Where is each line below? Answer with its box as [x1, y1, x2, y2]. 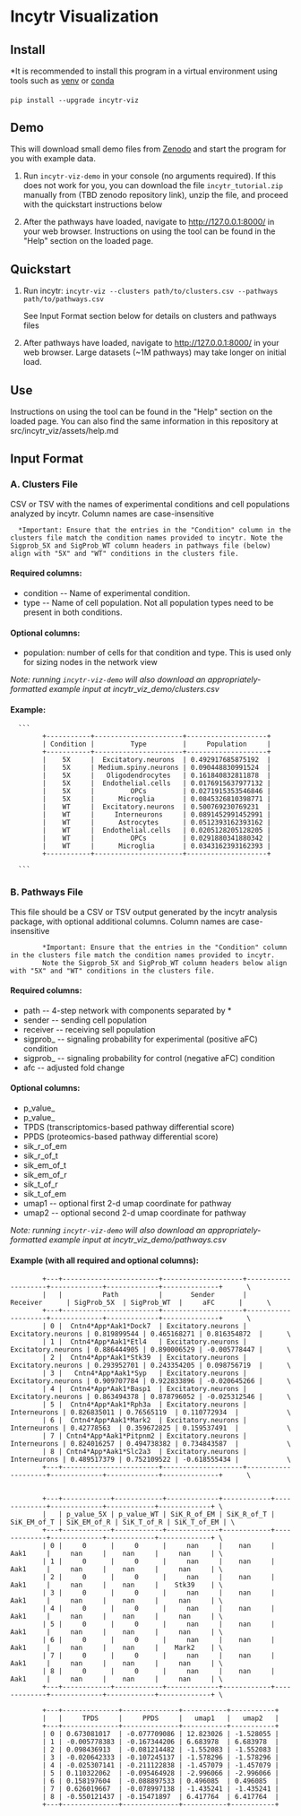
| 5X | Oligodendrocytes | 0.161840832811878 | [42, 771, 271, 781]
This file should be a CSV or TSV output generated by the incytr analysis [10, 906, 278, 917]
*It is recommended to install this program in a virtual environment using [10, 65, 279, 76]
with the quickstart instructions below [22, 199, 163, 210]
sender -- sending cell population [22, 1015, 147, 1025]
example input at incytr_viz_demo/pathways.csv [48, 1234, 227, 1245]
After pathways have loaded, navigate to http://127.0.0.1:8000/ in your [22, 338, 280, 349]
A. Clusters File [10, 478, 79, 490]
